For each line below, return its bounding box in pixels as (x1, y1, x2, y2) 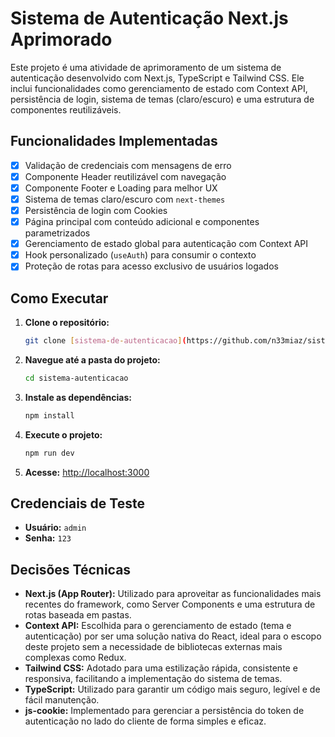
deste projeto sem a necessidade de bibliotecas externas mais (24, 641, 283, 653)
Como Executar (10, 290, 109, 307)
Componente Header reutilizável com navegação (24, 170, 227, 182)
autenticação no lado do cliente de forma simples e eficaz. (24, 715, 267, 727)
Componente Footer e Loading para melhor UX (24, 182, 218, 194)
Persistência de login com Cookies (24, 205, 168, 216)
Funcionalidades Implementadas (10, 133, 218, 150)
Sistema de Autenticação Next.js (10, 7, 289, 30)
